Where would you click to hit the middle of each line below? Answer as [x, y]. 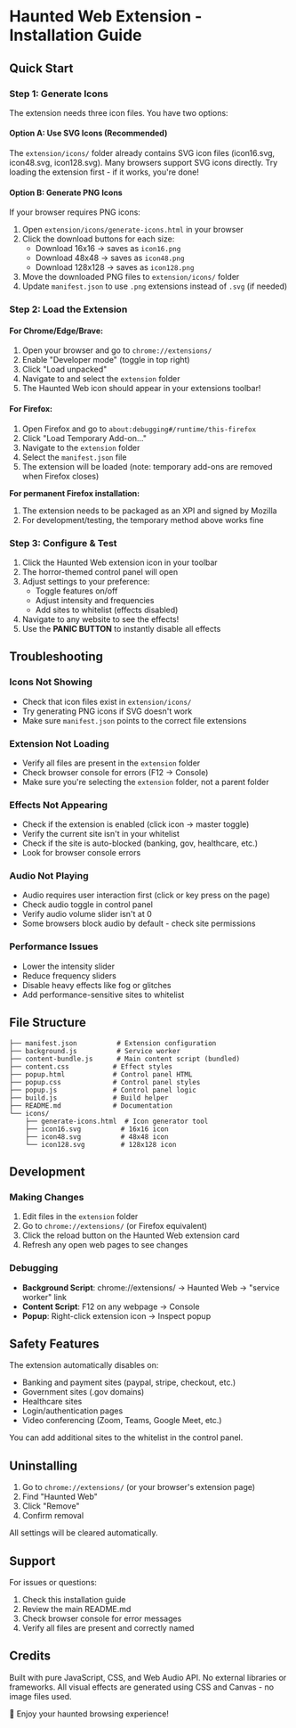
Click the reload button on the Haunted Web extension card [131, 1235]
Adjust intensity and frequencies [95, 600]
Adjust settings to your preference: [86, 581]
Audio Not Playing [49, 876]
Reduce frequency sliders [69, 975]
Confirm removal [53, 1516]
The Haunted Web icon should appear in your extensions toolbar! [141, 389]
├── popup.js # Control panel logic [103, 1090]
